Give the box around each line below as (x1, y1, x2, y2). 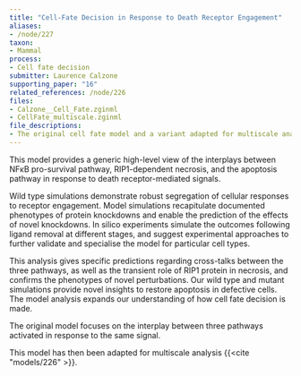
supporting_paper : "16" (9, 80, 99, 89)
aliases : (9, 21, 42, 30)
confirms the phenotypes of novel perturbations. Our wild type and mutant (9, 274, 285, 285)
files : (9, 96, 34, 106)
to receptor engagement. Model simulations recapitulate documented (9, 200, 266, 210)
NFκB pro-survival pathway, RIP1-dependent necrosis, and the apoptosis (9, 163, 278, 175)
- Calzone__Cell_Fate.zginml (9, 105, 118, 114)
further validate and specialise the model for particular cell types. (9, 238, 251, 249)
